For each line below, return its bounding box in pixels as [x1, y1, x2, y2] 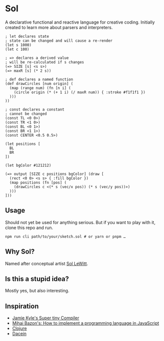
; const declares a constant [5, 107, 65, 112]
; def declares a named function [5, 77, 73, 82]
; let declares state [5, 34, 49, 39]
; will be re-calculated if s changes [5, 59, 84, 64]
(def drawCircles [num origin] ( [5, 81, 73, 86]
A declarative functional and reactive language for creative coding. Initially [5, 19, 155, 25]
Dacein [12, 331, 27, 337]
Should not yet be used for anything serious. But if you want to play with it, [5, 219, 156, 225]
